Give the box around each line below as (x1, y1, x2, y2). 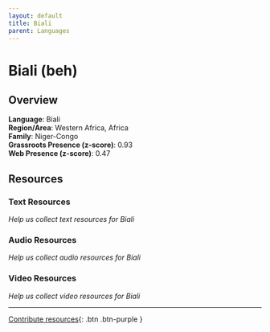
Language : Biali (8, 114, 60, 125)
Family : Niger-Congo (8, 132, 79, 141)
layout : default (8, 11, 63, 20)
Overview (8, 93, 59, 107)
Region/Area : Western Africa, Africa (8, 123, 129, 133)
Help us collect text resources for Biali (8, 215, 135, 224)
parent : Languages (8, 27, 70, 35)
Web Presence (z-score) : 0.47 (8, 149, 111, 158)
